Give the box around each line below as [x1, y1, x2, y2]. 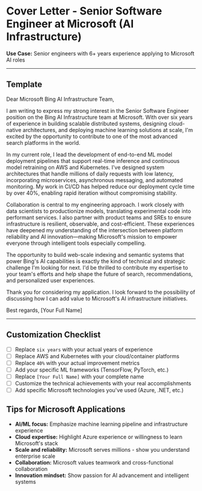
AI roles [6, 56, 25, 63]
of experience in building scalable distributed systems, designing [6, 119, 167, 127]
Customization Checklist [6, 330, 101, 340]
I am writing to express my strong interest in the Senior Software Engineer [6, 107, 189, 114]
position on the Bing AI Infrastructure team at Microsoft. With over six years [6, 113, 193, 121]
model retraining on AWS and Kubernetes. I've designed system [6, 163, 165, 171]
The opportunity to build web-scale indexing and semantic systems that [6, 251, 185, 258]
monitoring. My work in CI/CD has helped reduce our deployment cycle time [6, 183, 195, 190]
